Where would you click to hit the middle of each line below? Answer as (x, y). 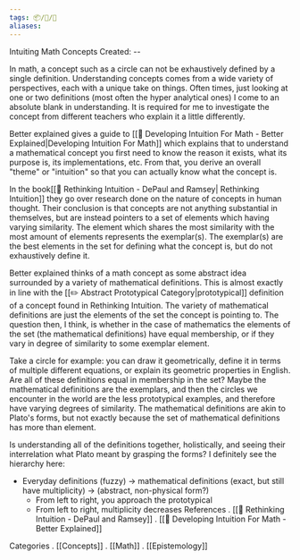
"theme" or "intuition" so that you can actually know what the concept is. (143, 172)
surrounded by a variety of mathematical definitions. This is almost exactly (146, 282)
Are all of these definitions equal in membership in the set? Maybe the (138, 379)
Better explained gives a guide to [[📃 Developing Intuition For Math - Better (146, 133)
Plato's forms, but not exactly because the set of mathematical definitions (145, 418)
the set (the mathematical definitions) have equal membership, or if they (142, 334)
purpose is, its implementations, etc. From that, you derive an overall (135, 162)
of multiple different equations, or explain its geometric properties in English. (150, 370)
